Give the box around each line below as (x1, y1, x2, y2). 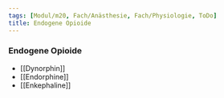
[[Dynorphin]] (19, 63, 66, 73)
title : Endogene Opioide (8, 19, 92, 27)
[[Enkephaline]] (19, 80, 71, 90)
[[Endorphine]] (19, 72, 69, 81)
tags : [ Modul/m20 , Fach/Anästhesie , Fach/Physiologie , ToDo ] (8, 11, 218, 20)
